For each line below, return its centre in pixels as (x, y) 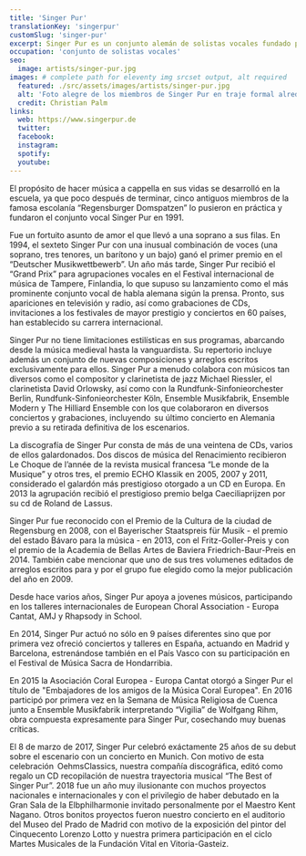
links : (22, 111)
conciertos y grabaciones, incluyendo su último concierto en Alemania (143, 417)
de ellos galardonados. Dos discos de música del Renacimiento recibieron (148, 454)
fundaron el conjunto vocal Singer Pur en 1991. (97, 217)
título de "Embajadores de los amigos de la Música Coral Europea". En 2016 (151, 690)
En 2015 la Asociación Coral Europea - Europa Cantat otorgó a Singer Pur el (151, 680)
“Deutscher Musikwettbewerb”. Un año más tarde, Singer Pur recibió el (143, 264)
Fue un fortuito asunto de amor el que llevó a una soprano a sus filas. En (145, 235)
